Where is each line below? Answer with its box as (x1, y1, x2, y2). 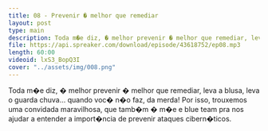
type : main (8, 26, 45, 34)
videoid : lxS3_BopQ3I (8, 56, 81, 64)
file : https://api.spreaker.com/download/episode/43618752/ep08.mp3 (8, 41, 241, 49)
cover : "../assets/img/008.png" (8, 64, 116, 71)
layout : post (8, 19, 52, 27)
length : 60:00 (8, 48, 56, 56)
